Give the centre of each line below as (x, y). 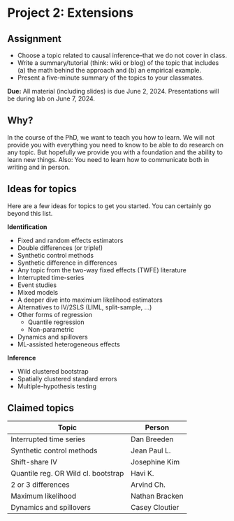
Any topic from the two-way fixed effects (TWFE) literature (102, 270)
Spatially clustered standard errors (67, 379)
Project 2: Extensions (71, 13)
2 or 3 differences (40, 485)
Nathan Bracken (157, 496)
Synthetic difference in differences (67, 263)
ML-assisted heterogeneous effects (68, 344)
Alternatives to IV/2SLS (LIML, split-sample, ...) (85, 307)
